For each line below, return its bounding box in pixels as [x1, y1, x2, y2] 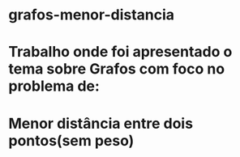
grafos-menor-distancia [8, 6, 175, 24]
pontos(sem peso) [8, 131, 135, 150]
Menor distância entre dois [8, 114, 193, 133]
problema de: [8, 77, 100, 95]
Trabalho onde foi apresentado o [8, 43, 233, 62]
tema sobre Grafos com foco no [8, 60, 225, 78]
